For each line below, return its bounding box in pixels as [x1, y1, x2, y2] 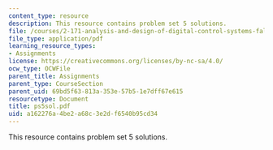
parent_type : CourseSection [8, 79, 104, 88]
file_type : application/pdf [8, 34, 104, 43]
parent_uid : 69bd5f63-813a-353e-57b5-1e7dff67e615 [8, 87, 184, 96]
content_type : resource [8, 11, 89, 20]
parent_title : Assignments [8, 72, 100, 80]
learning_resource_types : [8, 42, 96, 50]
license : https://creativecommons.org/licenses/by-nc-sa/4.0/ [8, 58, 223, 66]
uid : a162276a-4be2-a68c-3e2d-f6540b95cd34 [8, 110, 158, 118]
